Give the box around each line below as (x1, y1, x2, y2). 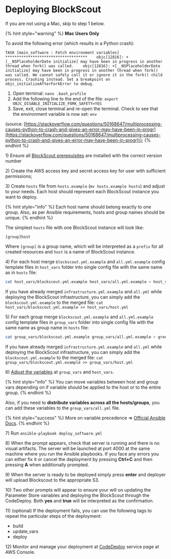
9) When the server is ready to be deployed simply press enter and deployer (5, 471, 166, 477)
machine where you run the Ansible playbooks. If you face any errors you (5, 450, 159, 457)
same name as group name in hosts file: (5, 324, 89, 331)
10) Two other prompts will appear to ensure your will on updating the (5, 487, 151, 493)
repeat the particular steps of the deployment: (5, 513, 102, 519)
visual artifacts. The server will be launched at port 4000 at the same (5, 445, 150, 451)
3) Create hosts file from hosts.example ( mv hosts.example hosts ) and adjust (5, 183, 165, 189)
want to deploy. (5, 194, 38, 200)
